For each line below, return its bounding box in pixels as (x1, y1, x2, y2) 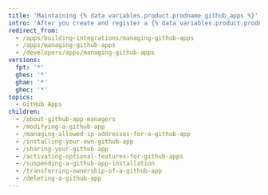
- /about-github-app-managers (15, 115, 116, 123)
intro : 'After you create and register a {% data (8, 19, 177, 27)
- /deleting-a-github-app (15, 174, 102, 183)
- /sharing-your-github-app (15, 145, 109, 153)
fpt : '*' (15, 64, 45, 72)
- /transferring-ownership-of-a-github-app (15, 167, 162, 175)
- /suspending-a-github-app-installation (15, 160, 156, 168)
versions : (8, 57, 41, 64)
